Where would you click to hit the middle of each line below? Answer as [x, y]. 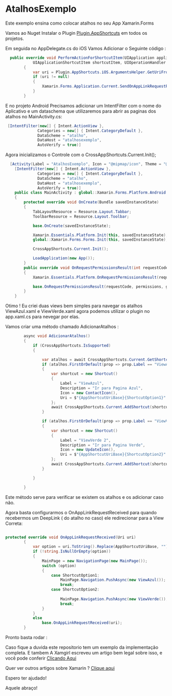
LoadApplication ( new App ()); [64, 258]
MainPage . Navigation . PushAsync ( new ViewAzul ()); [113, 580]
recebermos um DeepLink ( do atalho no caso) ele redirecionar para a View [84, 518]
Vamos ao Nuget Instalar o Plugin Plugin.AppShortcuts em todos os [76, 33]
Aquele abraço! [21, 688]
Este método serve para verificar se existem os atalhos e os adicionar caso [84, 497]
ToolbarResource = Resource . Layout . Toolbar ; [81, 216]
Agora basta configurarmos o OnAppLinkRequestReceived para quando [81, 512]
